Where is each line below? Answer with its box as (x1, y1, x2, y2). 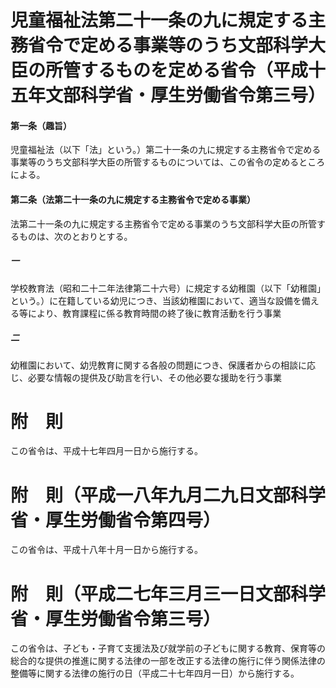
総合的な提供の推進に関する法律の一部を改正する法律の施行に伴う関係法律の (10, 655, 326, 667)
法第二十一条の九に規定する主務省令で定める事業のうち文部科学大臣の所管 (10, 217, 317, 230)
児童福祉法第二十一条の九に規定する (10, 9, 309, 32)
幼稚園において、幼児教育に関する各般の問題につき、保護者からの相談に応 (10, 359, 316, 371)
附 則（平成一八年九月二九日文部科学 (10, 484, 327, 506)
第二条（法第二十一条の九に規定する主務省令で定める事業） (10, 193, 256, 205)
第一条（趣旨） (10, 119, 72, 131)
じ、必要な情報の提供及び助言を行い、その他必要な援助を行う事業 (10, 371, 282, 383)
